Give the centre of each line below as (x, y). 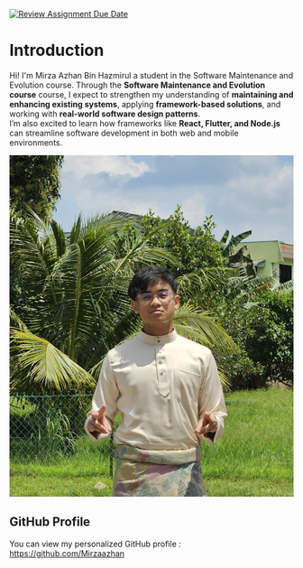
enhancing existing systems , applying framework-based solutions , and (145, 104)
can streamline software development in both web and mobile (124, 133)
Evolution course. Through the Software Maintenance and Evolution (138, 85)
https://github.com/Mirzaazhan (67, 553)
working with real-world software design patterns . (105, 114)
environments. (36, 142)
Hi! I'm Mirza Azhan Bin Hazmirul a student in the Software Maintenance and (151, 75)
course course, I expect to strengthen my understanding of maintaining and (151, 94)
